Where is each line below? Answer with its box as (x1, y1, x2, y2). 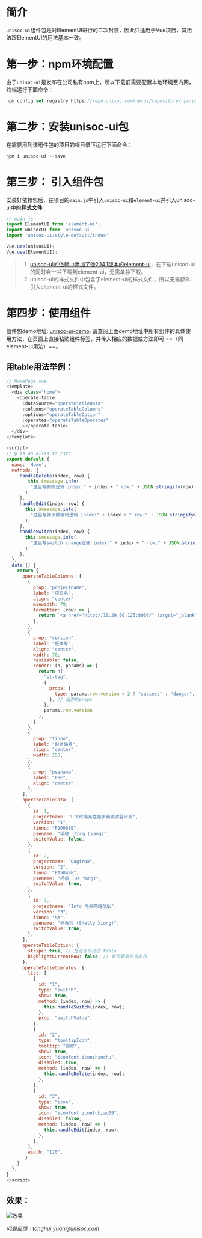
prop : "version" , (32, 635, 77, 641)
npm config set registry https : (6, 97, 87, 104)
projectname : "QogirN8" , (32, 858, 96, 865)
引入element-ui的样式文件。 (29, 283, 99, 290)
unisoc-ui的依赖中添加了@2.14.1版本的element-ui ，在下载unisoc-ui (29, 260, 195, 268)
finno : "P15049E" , (32, 869, 79, 875)
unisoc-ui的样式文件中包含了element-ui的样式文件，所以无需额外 (29, 275, 191, 283)
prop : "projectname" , (32, 584, 87, 590)
